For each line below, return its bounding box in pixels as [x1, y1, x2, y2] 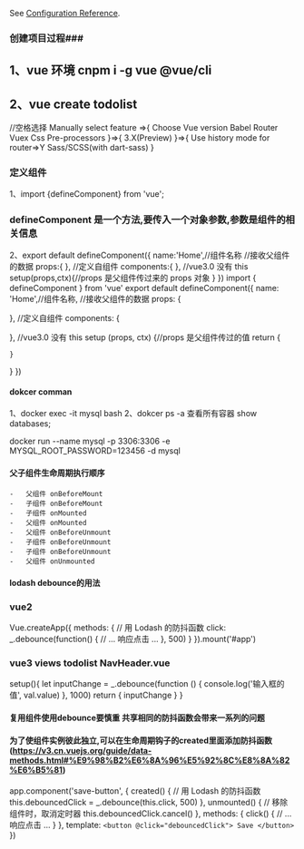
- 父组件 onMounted [9, 519, 87, 528]
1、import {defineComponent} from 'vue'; [9, 189, 165, 200]
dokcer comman [9, 386, 73, 397]
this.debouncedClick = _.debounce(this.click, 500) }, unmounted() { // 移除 [9, 797, 289, 808]
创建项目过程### [9, 32, 84, 44]
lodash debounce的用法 [9, 577, 101, 588]
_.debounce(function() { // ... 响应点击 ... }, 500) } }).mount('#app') [9, 634, 257, 645]
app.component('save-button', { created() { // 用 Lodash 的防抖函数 [9, 786, 261, 796]
